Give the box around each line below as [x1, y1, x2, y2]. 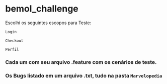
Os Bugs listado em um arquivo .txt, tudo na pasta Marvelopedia [5, 72, 162, 79]
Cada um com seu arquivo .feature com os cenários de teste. [5, 58, 157, 65]
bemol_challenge [5, 3, 79, 15]
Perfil [5, 47, 19, 52]
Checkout [5, 38, 24, 43]
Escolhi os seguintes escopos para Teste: [5, 20, 92, 26]
